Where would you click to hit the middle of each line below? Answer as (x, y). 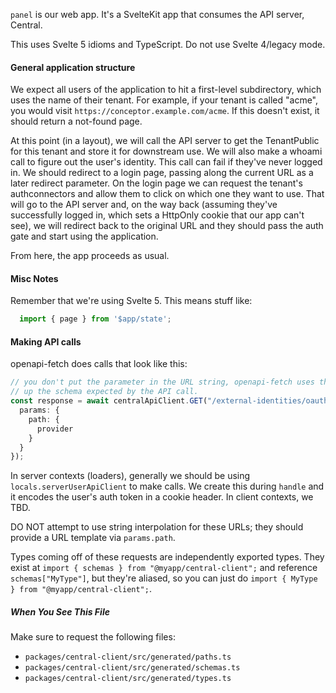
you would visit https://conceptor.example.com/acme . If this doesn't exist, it (165, 111)
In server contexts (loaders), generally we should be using (130, 476)
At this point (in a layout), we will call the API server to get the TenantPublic (165, 141)
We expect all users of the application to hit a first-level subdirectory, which (166, 90)
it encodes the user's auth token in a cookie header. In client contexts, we (162, 497)
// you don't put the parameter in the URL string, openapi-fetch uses (162, 382)
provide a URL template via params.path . (93, 538)
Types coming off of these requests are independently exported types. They (167, 557)
